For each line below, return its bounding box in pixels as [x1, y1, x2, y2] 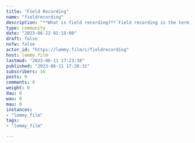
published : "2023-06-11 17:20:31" [6, 63, 90, 69]
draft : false [6, 36, 38, 42]
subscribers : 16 [6, 69, 46, 74]
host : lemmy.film [6, 52, 48, 58]
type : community [6, 25, 46, 31]
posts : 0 [6, 74, 27, 80]
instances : [6, 107, 33, 113]
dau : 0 [6, 90, 22, 96]
